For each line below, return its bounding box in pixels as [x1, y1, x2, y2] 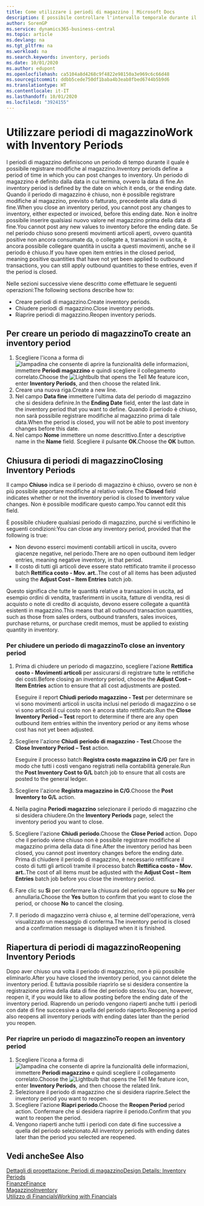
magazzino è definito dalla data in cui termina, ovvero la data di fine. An [6, 177, 184, 185]
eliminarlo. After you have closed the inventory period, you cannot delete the [6, 974, 197, 981]
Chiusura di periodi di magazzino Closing [6, 455, 163, 466]
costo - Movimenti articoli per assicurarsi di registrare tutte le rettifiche [15, 669, 195, 676]
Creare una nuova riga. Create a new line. [15, 386, 118, 393]
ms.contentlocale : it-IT [6, 88, 69, 94]
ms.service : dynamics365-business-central [6, 26, 115, 32]
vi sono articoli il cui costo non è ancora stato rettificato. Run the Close [15, 707, 191, 714]
